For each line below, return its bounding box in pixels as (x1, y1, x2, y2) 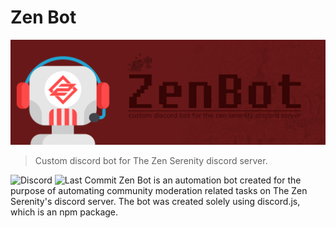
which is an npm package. (10, 206, 119, 218)
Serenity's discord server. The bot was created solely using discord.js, (10, 195, 301, 207)
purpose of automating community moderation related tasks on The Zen (10, 184, 308, 196)
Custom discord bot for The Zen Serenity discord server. (34, 154, 268, 166)
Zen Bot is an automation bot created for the (118, 174, 302, 186)
